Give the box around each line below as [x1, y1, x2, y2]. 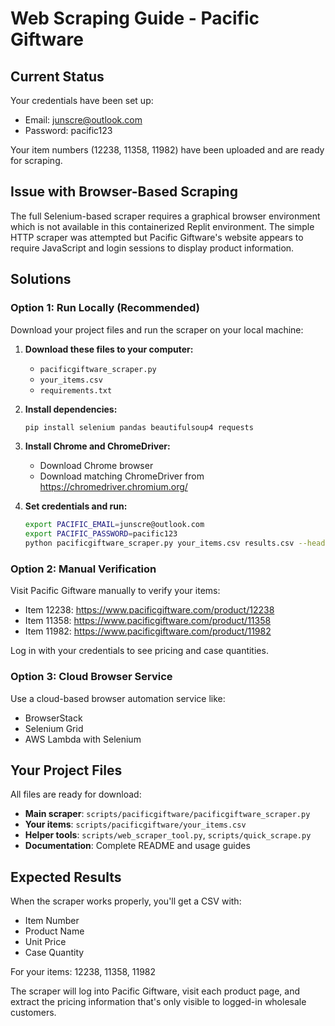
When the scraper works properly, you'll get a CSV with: [10, 895, 242, 907]
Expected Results [10, 868, 122, 886]
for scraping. [10, 155, 63, 166]
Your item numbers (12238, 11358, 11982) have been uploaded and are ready [10, 144, 325, 156]
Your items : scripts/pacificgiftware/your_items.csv [24, 818, 247, 831]
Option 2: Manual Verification [10, 562, 157, 576]
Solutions [10, 271, 72, 288]
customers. [10, 1007, 57, 1019]
